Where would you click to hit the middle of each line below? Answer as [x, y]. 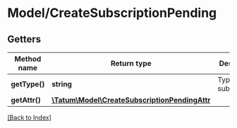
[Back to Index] [29, 117]
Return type [131, 63]
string [62, 84]
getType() [28, 84]
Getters [24, 39]
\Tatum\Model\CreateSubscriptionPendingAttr [131, 100]
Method [28, 59]
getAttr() [26, 100]
